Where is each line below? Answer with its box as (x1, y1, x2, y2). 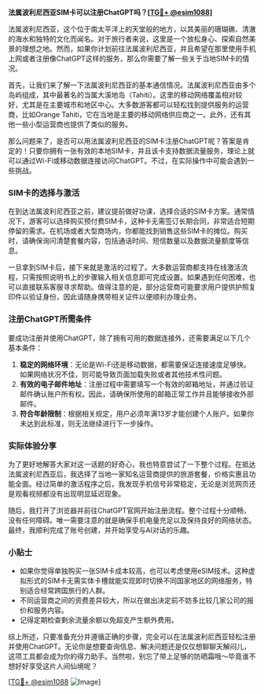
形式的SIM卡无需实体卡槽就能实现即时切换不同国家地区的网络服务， (26, 576, 246, 586)
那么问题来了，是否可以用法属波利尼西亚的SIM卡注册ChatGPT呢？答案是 (8, 137, 243, 145)
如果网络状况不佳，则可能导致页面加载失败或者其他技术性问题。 (19, 369, 226, 379)
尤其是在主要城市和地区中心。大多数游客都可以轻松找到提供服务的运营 (21, 100, 249, 109)
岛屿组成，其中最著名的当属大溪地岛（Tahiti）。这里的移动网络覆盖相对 (8, 90, 236, 99)
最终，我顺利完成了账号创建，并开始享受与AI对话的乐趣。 (8, 525, 194, 534)
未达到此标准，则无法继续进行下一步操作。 (19, 418, 158, 428)
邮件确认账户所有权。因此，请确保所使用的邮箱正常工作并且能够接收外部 (19, 389, 254, 398)
